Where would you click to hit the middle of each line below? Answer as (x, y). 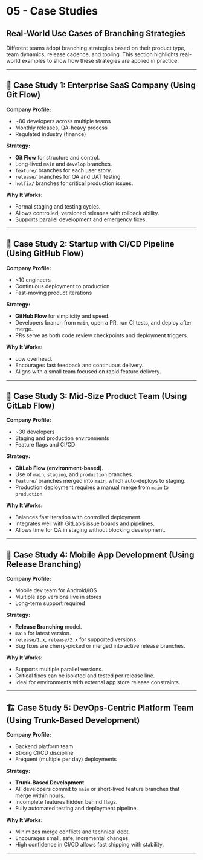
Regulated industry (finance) (50, 134)
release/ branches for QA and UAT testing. (69, 176)
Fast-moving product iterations (53, 293)
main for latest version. (43, 633)
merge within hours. (40, 795)
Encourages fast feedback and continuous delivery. (79, 365)
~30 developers (35, 432)
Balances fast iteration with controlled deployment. (78, 517)
